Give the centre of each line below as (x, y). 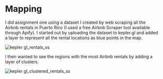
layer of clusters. (22, 62)
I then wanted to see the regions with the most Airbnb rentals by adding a (79, 56)
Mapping (24, 9)
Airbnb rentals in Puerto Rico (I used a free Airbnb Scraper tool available (78, 27)
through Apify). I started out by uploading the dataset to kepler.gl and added (82, 32)
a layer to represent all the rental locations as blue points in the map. (74, 38)
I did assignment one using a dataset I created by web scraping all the (75, 22)
